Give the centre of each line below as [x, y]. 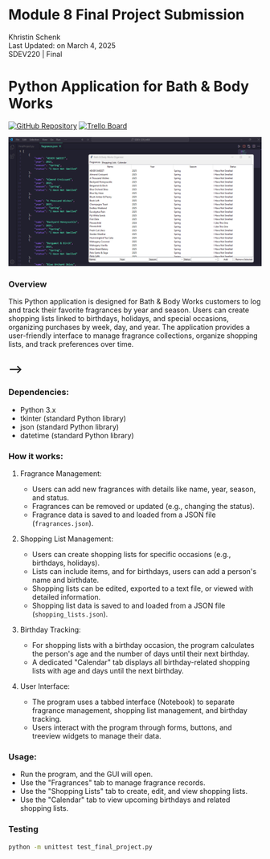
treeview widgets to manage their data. [97, 736]
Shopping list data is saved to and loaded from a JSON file [129, 606]
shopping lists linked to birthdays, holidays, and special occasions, [119, 319]
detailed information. [66, 597]
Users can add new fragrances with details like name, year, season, [144, 489]
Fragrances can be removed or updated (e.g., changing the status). [143, 507]
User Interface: [45, 686]
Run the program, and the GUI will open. [86, 774]
